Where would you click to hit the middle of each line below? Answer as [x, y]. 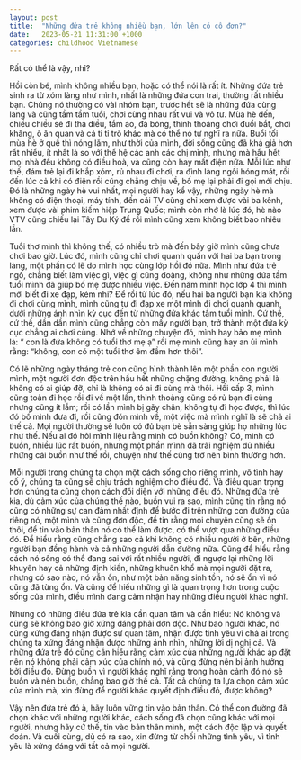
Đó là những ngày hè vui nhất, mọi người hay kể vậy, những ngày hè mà [142, 191]
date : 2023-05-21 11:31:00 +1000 [76, 34]
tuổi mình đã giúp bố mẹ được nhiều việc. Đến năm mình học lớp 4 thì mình [148, 285]
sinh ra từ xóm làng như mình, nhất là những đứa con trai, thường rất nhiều [146, 95]
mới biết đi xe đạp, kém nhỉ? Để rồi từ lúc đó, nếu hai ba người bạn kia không [151, 294]
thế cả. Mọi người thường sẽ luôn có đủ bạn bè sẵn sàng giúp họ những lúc [148, 426]
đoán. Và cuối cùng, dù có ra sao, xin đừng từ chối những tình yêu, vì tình [145, 737]
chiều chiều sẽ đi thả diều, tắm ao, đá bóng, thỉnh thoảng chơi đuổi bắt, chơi [150, 124]
